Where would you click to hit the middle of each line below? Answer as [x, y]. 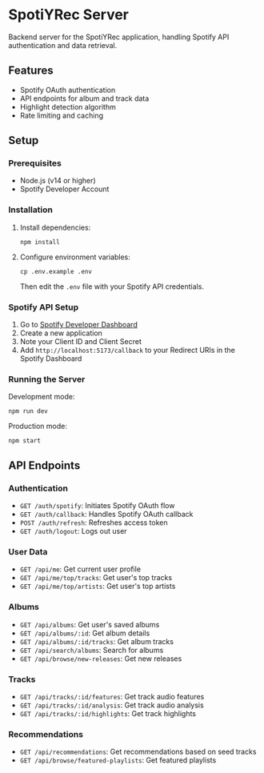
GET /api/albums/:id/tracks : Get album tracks [97, 641]
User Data [28, 551]
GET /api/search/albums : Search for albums [92, 650]
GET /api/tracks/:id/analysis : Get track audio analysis [112, 705]
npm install [40, 242]
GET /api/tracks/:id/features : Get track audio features [112, 696]
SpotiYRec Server [69, 15]
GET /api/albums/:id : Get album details [85, 633]
